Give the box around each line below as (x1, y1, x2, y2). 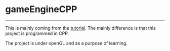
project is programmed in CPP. (5, 30, 69, 36)
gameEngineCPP (5, 4, 77, 15)
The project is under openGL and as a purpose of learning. (5, 40, 127, 46)
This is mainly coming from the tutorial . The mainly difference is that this (5, 25, 156, 31)
